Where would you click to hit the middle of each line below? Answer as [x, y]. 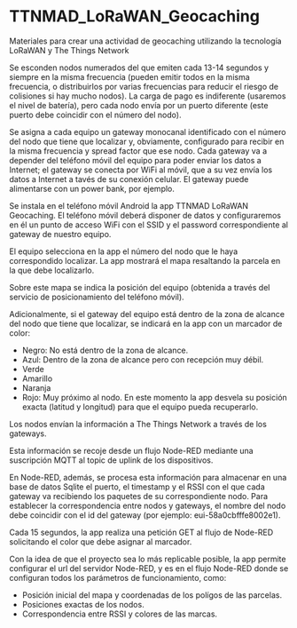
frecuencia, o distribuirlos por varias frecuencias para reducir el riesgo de [144, 86]
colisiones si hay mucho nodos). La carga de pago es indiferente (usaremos [148, 96]
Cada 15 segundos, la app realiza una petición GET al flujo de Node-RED [141, 532]
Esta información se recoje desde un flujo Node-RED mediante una [132, 450]
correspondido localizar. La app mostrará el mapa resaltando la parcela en [145, 260]
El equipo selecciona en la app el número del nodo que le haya [124, 251]
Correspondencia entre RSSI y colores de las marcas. [120, 614]
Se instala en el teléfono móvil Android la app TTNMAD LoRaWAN [129, 205]
